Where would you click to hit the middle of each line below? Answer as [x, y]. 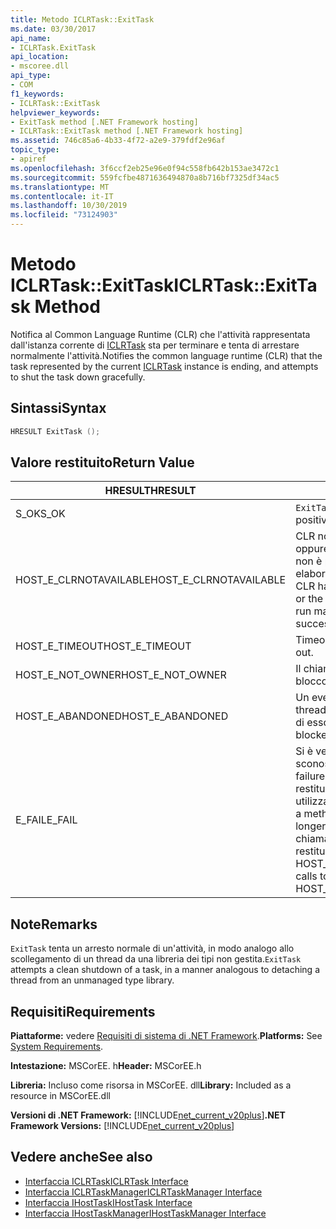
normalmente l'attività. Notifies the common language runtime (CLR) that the [166, 355]
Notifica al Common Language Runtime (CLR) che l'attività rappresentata [160, 334]
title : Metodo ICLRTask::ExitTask [82, 19]
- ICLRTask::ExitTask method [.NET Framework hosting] [127, 131]
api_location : [40, 57]
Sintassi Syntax [58, 408]
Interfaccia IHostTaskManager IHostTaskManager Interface [145, 1213]
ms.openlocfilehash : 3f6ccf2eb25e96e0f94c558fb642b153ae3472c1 [145, 168]
